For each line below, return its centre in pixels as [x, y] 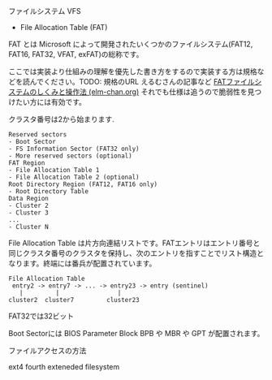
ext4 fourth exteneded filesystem [64, 367]
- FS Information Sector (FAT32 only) [74, 149]
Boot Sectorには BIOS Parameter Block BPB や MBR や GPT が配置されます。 [136, 333]
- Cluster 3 [28, 213]
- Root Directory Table [49, 192]
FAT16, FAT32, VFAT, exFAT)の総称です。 [76, 54]
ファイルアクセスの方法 [47, 350]
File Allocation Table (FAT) [64, 27]
